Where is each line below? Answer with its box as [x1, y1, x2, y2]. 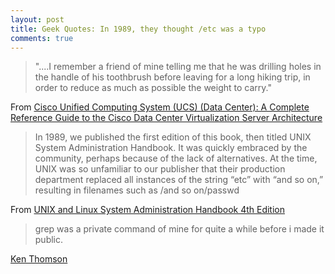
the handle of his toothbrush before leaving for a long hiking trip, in [34, 71, 311, 83]
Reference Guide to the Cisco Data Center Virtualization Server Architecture [10, 112, 323, 124]
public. [34, 234, 64, 246]
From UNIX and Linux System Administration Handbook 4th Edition [10, 204, 286, 216]
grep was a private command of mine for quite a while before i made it [34, 223, 325, 235]
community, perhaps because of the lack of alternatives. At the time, [34, 152, 318, 165]
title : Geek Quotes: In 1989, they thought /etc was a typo [10, 24, 267, 34]
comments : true [10, 33, 74, 43]
